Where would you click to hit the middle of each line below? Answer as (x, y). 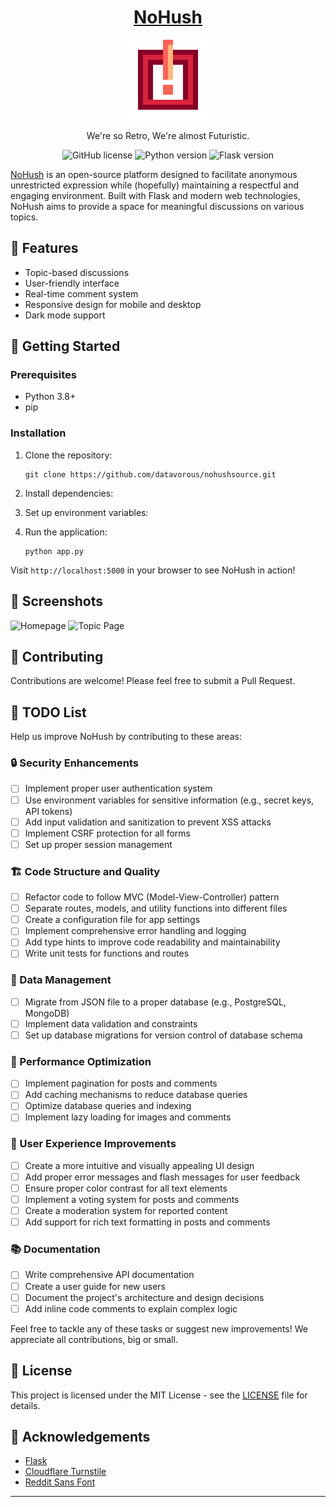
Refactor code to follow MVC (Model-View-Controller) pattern (152, 897)
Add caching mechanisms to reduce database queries (136, 1095)
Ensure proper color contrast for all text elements (126, 1188)
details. (25, 1405)
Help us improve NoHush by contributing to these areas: (126, 737)
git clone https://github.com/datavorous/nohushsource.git (150, 474)
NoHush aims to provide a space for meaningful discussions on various (157, 206)
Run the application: (66, 532)
